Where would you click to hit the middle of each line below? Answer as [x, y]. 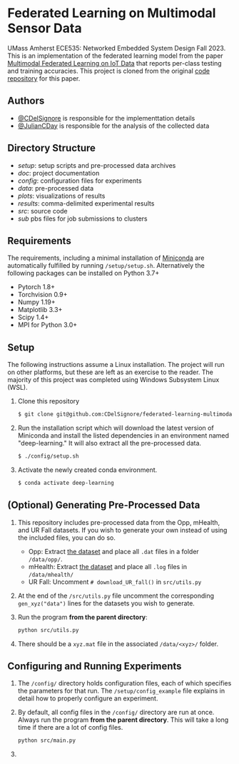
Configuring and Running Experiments [95, 666]
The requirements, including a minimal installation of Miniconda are [106, 258]
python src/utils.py [48, 630]
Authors [26, 101]
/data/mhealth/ [51, 575]
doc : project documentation [59, 173]
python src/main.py [47, 740]
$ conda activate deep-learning [66, 483]
